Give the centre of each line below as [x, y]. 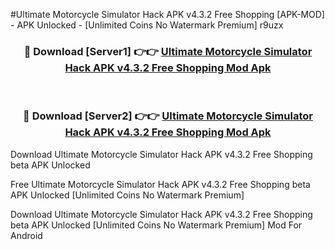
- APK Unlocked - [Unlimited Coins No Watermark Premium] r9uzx [147, 25]
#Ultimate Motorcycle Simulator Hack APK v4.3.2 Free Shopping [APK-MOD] [167, 14]
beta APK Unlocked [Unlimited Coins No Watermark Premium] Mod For [156, 225]
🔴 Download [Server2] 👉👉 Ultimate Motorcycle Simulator [168, 116]
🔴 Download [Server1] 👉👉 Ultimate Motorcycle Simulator [168, 51]
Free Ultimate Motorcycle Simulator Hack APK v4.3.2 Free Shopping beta [160, 184]
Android [26, 235]
